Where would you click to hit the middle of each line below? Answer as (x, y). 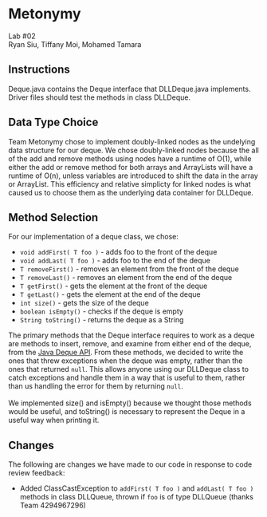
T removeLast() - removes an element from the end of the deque (126, 278)
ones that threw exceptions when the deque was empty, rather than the (126, 361)
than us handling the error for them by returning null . (96, 386)
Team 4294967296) (53, 505)
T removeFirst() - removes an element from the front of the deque (129, 269)
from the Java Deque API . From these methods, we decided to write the (126, 353)
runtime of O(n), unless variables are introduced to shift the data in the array (133, 176)
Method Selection (53, 217)
